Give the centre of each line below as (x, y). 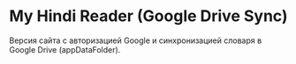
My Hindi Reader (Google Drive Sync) (149, 16)
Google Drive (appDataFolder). (65, 49)
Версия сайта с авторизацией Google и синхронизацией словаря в (136, 40)
